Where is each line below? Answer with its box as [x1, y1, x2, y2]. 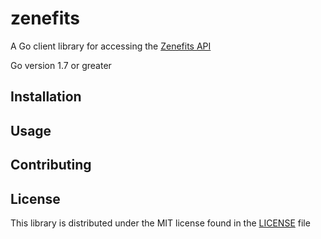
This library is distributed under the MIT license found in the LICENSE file [10, 217, 311, 229]
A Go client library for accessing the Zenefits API [10, 40, 212, 52]
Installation [10, 88, 82, 106]
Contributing [10, 157, 92, 174]
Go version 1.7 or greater [10, 59, 112, 71]
